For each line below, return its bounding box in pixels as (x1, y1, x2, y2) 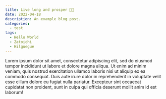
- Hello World (9, 35, 39, 40)
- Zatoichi (9, 40, 32, 45)
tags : (5, 30, 16, 35)
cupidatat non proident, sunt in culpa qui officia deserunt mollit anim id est (5, 84, 157, 90)
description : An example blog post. (5, 16, 81, 21)
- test (9, 26, 23, 31)
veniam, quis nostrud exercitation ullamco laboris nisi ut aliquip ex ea (5, 68, 146, 74)
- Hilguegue (9, 44, 35, 49)
